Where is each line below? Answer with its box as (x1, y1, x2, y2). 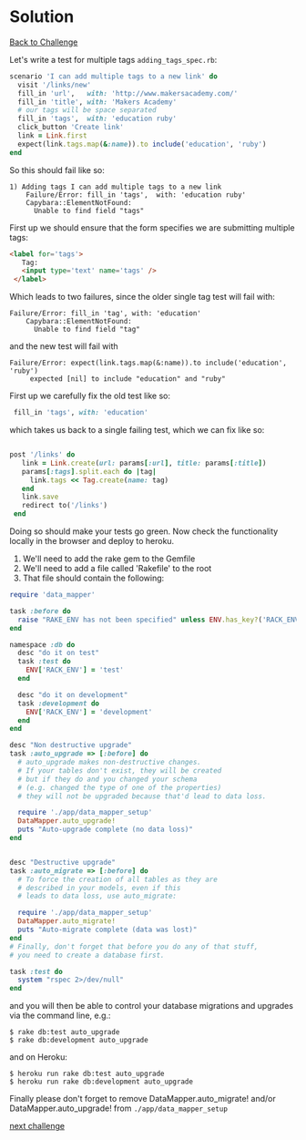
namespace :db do (9, 640, 76, 649)
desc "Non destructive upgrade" (9, 741, 132, 750)
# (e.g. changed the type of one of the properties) (17, 783, 222, 792)
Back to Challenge (9, 36, 78, 47)
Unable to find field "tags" (33, 206, 145, 215)
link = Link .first (17, 131, 88, 140)
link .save (21, 492, 59, 502)
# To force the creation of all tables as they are (17, 875, 219, 884)
